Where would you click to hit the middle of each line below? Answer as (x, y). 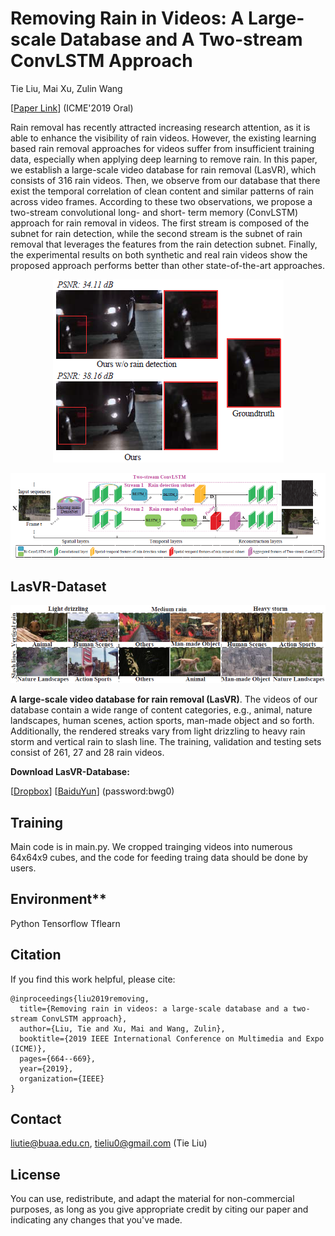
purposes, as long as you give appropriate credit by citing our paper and (159, 1209)
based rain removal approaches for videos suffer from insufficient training (162, 148)
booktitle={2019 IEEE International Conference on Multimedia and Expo (172, 1038)
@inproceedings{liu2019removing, (80, 998)
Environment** (58, 899)
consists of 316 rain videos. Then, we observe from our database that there (165, 180)
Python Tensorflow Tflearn (65, 923)
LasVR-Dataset (58, 586)
